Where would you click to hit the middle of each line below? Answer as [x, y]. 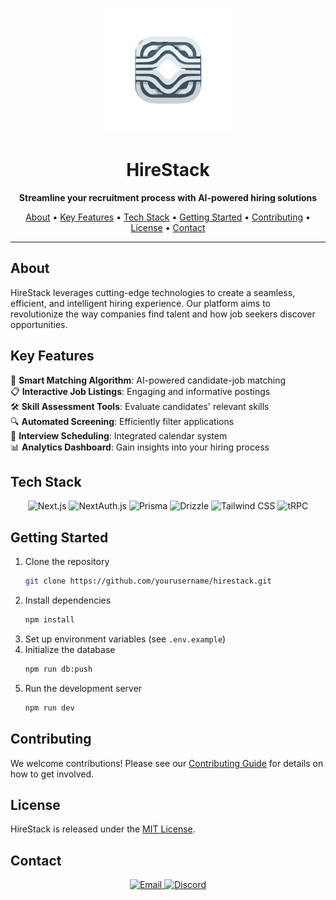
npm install [49, 620]
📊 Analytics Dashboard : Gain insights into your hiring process [140, 447]
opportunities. [39, 324]
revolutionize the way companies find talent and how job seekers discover [163, 314]
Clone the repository [67, 562]
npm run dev [49, 708]
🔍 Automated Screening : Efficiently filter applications [122, 421]
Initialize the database [70, 649]
